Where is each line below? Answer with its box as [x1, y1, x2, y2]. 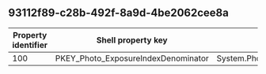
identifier [12, 39, 47, 50]
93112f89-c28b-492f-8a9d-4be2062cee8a [8, 6, 230, 20]
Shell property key [96, 35, 168, 46]
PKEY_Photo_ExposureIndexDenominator [55, 53, 209, 64]
